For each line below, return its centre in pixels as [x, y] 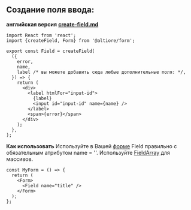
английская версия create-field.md [52, 24]
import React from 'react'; [41, 35]
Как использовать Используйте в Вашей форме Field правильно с [92, 146]
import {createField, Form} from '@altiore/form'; [71, 40]
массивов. [20, 159]
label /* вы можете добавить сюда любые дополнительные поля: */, [101, 72]
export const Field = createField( [51, 51]
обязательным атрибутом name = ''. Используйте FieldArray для [88, 152]
